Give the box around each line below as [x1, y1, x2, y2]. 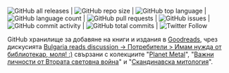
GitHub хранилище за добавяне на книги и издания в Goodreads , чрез [7, 35, 218, 44]
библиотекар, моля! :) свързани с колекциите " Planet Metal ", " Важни [7, 50, 214, 58]
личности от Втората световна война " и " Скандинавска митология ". [7, 58, 213, 66]
